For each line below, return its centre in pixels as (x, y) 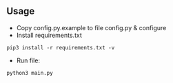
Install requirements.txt (49, 35)
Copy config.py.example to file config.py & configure (91, 27)
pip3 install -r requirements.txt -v (61, 47)
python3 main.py (30, 73)
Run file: (28, 60)
